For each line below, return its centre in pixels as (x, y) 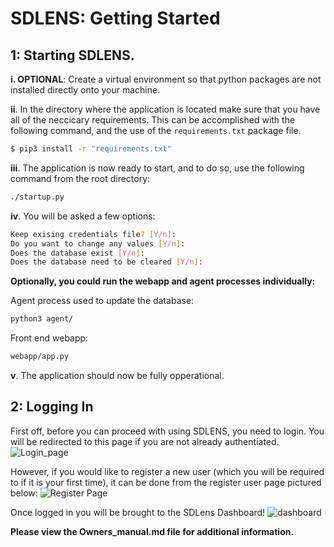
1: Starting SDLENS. (72, 55)
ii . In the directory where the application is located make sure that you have (165, 109)
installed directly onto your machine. (85, 90)
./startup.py (37, 197)
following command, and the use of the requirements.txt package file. (156, 130)
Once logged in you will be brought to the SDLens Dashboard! (138, 512)
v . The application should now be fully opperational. (117, 375)
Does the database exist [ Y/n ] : (77, 253)
